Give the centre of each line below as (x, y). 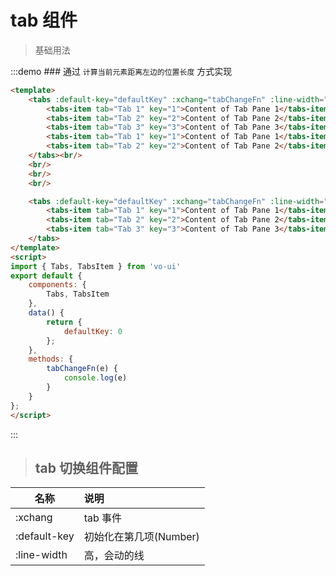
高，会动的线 (114, 556)
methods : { (51, 359)
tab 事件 (103, 518)
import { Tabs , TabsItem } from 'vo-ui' (96, 266)
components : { (57, 285)
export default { (46, 276)
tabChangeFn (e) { (82, 369)
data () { (46, 313)
